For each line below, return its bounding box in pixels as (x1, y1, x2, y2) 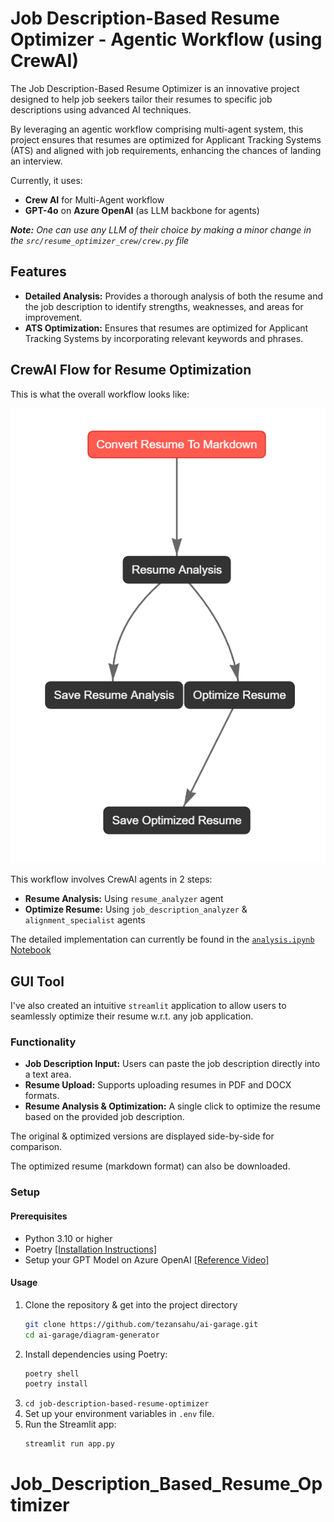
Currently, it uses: (10, 174, 83, 186)
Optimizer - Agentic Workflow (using (10, 28, 323, 51)
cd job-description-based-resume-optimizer (24, 1399, 210, 1409)
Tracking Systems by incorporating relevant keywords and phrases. (24, 332, 304, 344)
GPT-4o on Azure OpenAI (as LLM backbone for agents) (24, 204, 260, 216)
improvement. (24, 311, 83, 323)
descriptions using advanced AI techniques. (10, 103, 192, 116)
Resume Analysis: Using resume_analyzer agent (24, 893, 224, 905)
